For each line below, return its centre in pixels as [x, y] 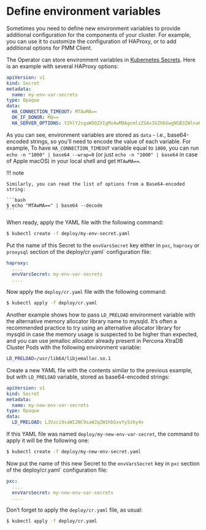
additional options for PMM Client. [49, 48]
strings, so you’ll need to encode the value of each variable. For [111, 141]
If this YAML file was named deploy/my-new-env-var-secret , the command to [103, 434]
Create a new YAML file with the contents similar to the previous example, [100, 370]
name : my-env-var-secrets [45, 94]
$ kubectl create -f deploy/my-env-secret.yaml [68, 233]
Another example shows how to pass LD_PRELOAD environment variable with [101, 315]
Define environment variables [84, 11]
